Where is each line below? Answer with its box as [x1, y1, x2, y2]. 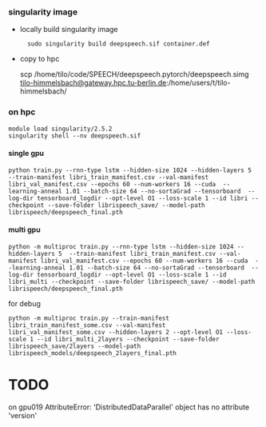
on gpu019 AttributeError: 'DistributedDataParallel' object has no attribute [8, 402, 250, 412]
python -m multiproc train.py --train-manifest [8, 314, 170, 322]
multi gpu [8, 225, 42, 234]
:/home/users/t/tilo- [166, 78, 231, 88]
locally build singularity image [19, 25, 118, 34]
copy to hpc [19, 54, 60, 64]
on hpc [8, 106, 36, 118]
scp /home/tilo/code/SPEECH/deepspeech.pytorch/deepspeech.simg [19, 70, 249, 79]
